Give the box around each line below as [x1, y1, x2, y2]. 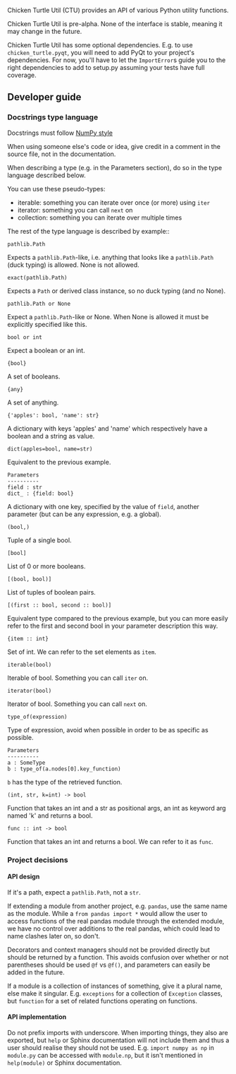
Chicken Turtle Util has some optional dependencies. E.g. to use [7, 41, 193, 49]
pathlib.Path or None [7, 300, 71, 307]
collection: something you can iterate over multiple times [17, 213, 182, 222]
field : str [7, 484, 42, 491]
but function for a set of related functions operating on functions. [7, 996, 198, 1005]
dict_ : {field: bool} [7, 490, 74, 497]
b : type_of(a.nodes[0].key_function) [7, 765, 121, 772]
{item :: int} [7, 635, 49, 642]
